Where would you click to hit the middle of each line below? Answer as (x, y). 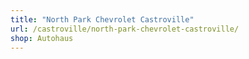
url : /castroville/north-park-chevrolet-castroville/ (125, 29)
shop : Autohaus (42, 38)
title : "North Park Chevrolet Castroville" (102, 19)
